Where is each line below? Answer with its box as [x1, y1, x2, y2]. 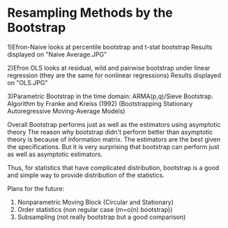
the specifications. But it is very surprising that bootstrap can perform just [7, 142, 220, 151]
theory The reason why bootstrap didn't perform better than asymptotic [7, 128, 213, 136]
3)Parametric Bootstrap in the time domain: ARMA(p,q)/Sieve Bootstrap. [7, 92, 214, 100]
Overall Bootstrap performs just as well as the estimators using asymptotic [7, 120, 221, 128]
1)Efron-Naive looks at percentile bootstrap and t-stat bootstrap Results [7, 43, 213, 51]
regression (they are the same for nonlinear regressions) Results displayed [7, 71, 222, 79]
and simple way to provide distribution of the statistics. [7, 171, 165, 179]
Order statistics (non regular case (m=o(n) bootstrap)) [17, 205, 173, 213]
